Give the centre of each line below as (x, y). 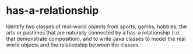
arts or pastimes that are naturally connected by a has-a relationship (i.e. (93, 32)
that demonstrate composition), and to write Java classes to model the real (96, 38)
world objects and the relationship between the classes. (73, 45)
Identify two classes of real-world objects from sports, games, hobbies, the (96, 26)
